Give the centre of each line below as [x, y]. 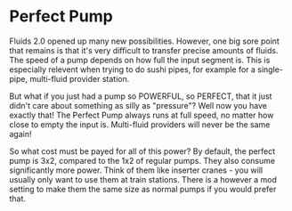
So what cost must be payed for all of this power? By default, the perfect [142, 151]
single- [270, 69]
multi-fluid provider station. [80, 78]
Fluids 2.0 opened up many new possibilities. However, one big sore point [145, 41]
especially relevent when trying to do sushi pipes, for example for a [133, 69]
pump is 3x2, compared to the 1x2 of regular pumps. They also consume [142, 160]
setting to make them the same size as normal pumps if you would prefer [143, 189]
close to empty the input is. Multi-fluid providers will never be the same [140, 124]
